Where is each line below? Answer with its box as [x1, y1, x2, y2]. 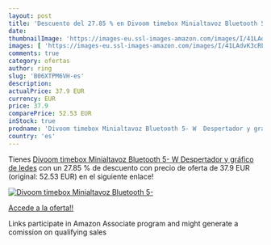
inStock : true [8, 117, 56, 125]
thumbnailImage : [8, 34, 63, 43]
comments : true [8, 49, 60, 57]
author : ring [8, 65, 52, 73]
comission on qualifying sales [8, 227, 107, 237]
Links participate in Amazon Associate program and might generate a [8, 218, 239, 228]
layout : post [8, 11, 52, 20]
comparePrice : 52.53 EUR [8, 110, 92, 118]
